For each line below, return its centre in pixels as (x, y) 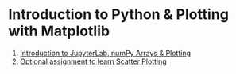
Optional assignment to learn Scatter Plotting (93, 61)
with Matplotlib (59, 31)
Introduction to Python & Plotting (118, 15)
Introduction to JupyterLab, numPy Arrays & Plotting (105, 53)
